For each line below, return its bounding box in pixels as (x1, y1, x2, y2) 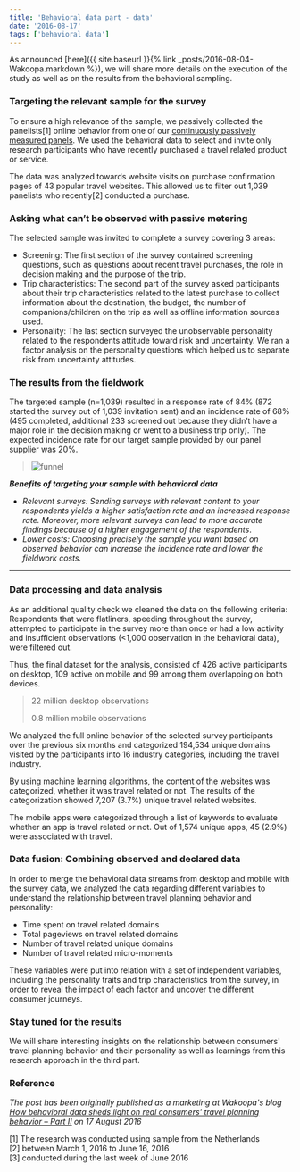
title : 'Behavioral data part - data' (9, 12, 154, 22)
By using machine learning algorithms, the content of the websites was (9, 776, 271, 786)
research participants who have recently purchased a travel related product (9, 144, 287, 154)
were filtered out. (9, 642, 73, 652)
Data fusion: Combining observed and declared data (9, 853, 241, 866)
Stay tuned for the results (9, 1015, 122, 1027)
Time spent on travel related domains (21, 918, 160, 929)
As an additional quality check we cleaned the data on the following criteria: (9, 603, 288, 614)
